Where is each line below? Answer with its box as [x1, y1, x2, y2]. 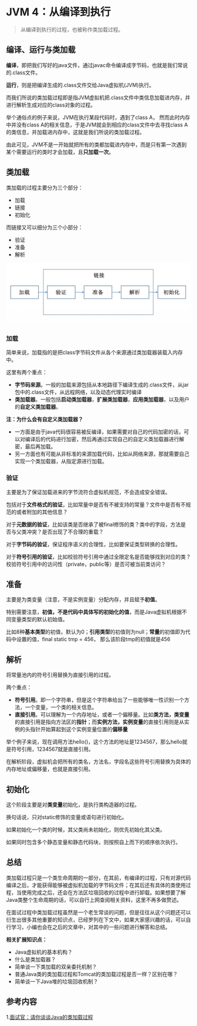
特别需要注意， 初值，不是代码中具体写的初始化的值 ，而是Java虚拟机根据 [6, 608, 182, 615]
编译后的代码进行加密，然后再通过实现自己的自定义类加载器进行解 [25, 436, 185, 443]
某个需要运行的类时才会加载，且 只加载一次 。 [6, 148, 114, 155]
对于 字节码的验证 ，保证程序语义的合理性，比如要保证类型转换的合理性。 [6, 541, 181, 548]
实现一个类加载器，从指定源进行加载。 [14, 458, 107, 465]
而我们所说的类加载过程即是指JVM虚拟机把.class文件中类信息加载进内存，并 [6, 94, 191, 101]
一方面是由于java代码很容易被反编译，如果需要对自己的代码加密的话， [14, 428, 184, 435]
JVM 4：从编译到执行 [6, 5, 111, 19]
